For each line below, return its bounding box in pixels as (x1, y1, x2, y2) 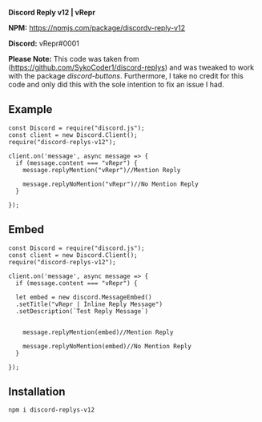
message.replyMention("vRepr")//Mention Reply (22, 166, 181, 174)
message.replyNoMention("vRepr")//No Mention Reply (22, 180, 199, 188)
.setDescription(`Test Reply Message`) (15, 307, 149, 315)
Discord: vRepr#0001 (8, 38, 80, 48)
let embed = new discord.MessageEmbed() (15, 293, 152, 301)
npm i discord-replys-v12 (8, 406, 95, 414)
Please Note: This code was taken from (8, 54, 140, 63)
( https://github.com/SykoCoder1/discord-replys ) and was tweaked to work (8, 62, 255, 72)
